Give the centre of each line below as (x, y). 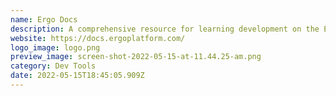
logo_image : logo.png (55, 47)
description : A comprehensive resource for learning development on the (165, 29)
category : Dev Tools (53, 66)
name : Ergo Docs (44, 19)
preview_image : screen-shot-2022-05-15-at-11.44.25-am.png (136, 57)
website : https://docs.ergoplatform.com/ (98, 38)
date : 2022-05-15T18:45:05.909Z (77, 76)
